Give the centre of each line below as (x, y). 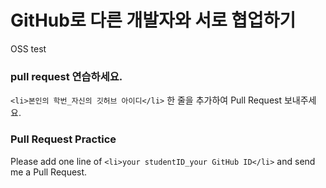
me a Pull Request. (49, 172)
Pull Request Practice (63, 139)
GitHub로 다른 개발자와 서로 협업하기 (153, 20)
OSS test (28, 48)
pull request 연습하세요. (66, 76)
